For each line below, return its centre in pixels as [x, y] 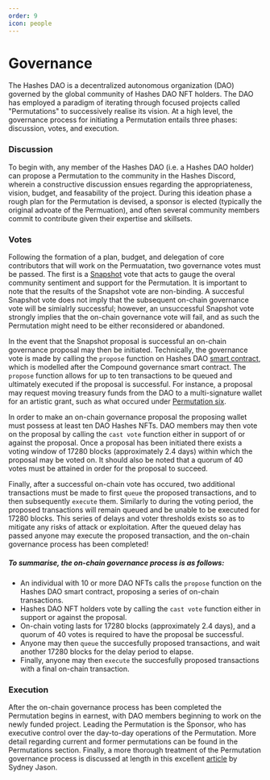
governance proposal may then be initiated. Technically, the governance [128, 350]
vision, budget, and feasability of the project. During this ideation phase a [130, 193]
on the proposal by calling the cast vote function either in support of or [127, 434]
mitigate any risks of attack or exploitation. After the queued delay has [125, 527]
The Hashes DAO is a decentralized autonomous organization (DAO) [121, 86]
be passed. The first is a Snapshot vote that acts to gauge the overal [122, 275]
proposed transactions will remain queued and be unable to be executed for [134, 510]
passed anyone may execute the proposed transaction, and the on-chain [129, 536]
